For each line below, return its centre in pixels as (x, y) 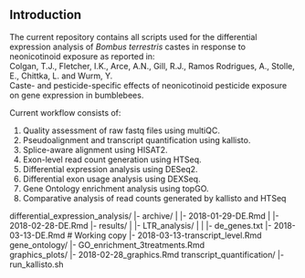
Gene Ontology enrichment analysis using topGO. (116, 188)
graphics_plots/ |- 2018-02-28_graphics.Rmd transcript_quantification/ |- (147, 254)
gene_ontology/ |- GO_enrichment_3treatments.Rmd (107, 244)
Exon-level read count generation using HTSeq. (112, 160)
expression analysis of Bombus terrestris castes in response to (128, 46)
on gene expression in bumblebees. (77, 95)
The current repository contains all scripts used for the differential (133, 36)
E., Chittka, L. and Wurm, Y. (61, 76)
